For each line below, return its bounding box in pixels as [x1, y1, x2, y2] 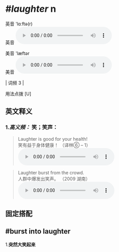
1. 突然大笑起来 [5, 241, 36, 247]
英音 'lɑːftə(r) [5, 21, 33, 27]
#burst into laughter [5, 227, 71, 236]
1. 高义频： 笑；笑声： [5, 124, 58, 131]
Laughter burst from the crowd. [17, 169, 85, 176]
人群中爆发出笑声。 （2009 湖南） [17, 176, 91, 182]
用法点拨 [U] [5, 90, 32, 96]
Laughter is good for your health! [17, 135, 88, 142]
